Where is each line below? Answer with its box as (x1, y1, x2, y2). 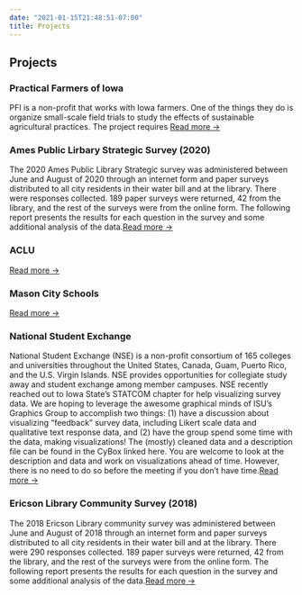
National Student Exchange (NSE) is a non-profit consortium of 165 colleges (9, 350, 291, 361)
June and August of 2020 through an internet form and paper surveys (9, 174, 270, 185)
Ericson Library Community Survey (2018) (9, 497, 198, 509)
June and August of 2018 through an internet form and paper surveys (9, 527, 268, 538)
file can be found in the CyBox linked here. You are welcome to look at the (9, 446, 284, 457)
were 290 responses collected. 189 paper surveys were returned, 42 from (9, 546, 284, 557)
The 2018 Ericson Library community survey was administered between (9, 518, 276, 528)
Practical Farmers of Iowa (9, 82, 124, 95)
